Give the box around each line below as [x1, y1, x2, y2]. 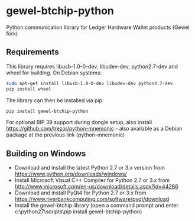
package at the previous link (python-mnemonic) [6, 131, 125, 138]
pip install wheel [6, 86, 51, 92]
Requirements [6, 47, 59, 57]
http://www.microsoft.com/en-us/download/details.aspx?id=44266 [14, 183, 178, 190]
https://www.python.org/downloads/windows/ [14, 170, 127, 178]
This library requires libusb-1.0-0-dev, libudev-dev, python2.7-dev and [6, 63, 178, 70]
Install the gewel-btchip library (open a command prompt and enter [14, 202, 179, 209]
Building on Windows [6, 148, 86, 158]
